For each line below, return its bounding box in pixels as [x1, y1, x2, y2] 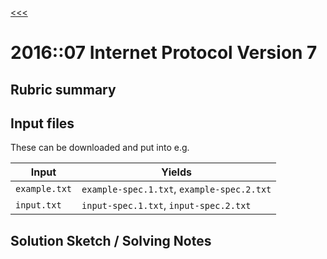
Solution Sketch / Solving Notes [10, 232, 212, 249]
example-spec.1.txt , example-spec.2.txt [81, 182, 272, 196]
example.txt [15, 183, 73, 195]
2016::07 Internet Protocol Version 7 [10, 42, 318, 64]
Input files [10, 115, 75, 132]
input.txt [15, 200, 62, 211]
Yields [161, 165, 192, 179]
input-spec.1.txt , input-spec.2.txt [81, 198, 252, 212]
